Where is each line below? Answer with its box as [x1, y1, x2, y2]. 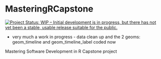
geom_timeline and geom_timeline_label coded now [12, 39, 116, 44]
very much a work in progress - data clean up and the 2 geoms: [12, 34, 141, 40]
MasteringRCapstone [5, 3, 94, 15]
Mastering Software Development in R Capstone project [5, 48, 117, 54]
